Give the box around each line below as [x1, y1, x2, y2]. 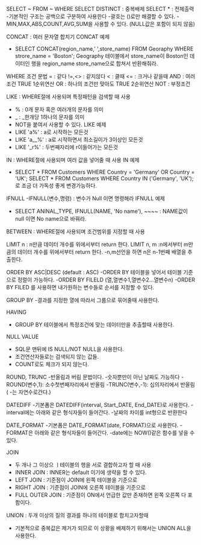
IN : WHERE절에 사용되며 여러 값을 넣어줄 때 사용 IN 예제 [6, 156, 140, 163]
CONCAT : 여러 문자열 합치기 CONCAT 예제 [6, 33, 110, 40]
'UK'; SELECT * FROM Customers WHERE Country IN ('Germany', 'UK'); [14, 175, 194, 182]
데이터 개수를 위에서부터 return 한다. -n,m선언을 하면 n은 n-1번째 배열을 [17, 248, 187, 255]
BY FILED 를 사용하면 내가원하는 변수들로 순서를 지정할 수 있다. [6, 284, 155, 291]
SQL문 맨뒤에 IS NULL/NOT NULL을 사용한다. [14, 345, 125, 353]
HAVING [6, 309, 27, 315]
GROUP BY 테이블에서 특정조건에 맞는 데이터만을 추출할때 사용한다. [14, 321, 175, 328]
